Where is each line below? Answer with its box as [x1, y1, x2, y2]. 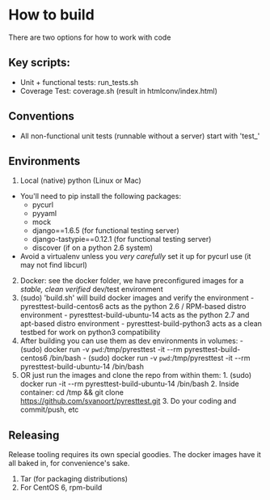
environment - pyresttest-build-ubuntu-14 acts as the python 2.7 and [19, 310, 250, 320]
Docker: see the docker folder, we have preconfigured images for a [19, 276, 244, 286]
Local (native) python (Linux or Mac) [19, 176, 141, 185]
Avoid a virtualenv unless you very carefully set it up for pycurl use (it [19, 252, 251, 261]
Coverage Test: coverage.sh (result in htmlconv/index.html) [19, 86, 218, 95]
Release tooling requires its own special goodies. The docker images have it [8, 450, 261, 460]
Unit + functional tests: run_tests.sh [19, 77, 139, 87]
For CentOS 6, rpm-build [19, 483, 103, 493]
